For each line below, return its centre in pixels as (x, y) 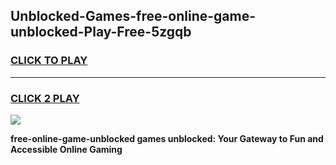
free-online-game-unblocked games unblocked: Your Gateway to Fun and (167, 138)
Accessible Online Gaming (66, 149)
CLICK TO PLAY (49, 61)
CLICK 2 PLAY (45, 98)
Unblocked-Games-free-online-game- (133, 16)
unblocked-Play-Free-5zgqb (101, 32)
